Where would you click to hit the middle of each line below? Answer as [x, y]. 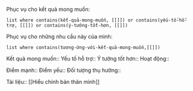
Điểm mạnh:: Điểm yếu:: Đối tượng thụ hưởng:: [64, 70]
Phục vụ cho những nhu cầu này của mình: [59, 37]
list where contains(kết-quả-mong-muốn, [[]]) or [70, 20]
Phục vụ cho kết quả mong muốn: [48, 9]
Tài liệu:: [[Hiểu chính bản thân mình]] [53, 82]
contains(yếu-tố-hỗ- [161, 20]
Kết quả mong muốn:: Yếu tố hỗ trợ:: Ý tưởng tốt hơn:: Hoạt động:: [88, 59]
